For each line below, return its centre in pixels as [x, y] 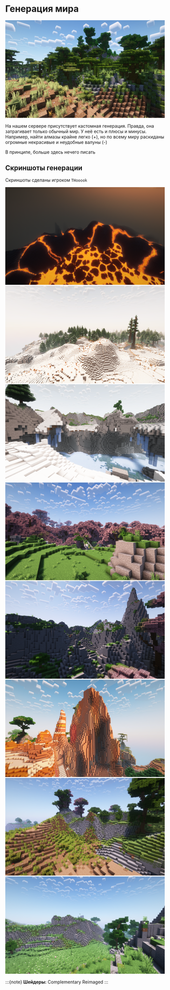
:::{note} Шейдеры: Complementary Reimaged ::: [57, 982]
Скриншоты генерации [44, 168]
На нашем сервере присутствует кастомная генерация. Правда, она [80, 126]
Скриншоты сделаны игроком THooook [46, 180]
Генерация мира [42, 9]
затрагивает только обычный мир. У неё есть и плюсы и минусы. [76, 131]
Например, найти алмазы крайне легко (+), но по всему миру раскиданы [85, 137]
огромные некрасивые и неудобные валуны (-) [56, 142]
